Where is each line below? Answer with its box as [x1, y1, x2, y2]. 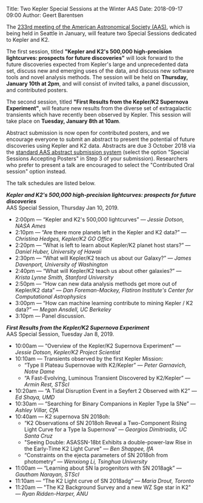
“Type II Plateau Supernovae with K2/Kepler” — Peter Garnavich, [24, 361, 187, 369]
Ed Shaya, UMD [15, 393, 55, 401]
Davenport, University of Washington [15, 261, 108, 268]
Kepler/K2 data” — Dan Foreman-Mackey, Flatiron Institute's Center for [15, 287, 194, 294]
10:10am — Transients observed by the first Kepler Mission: [15, 355, 164, 362]
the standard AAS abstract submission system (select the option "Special [6, 148, 189, 156]
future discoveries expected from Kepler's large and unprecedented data [6, 61, 189, 68]
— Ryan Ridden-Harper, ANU [15, 490, 88, 497]
